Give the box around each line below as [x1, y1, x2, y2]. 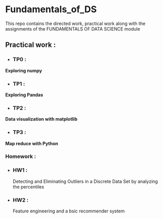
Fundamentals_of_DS [5, 4, 97, 15]
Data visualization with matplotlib [5, 116, 78, 122]
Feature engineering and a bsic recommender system [12, 208, 125, 214]
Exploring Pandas [5, 92, 43, 98]
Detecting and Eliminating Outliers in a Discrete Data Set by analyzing [12, 178, 158, 184]
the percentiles [12, 183, 44, 189]
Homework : [5, 153, 37, 160]
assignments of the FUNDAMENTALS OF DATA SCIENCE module [5, 25, 141, 32]
